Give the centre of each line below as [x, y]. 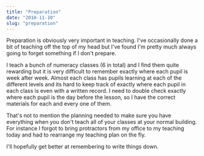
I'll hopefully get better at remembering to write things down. [83, 147]
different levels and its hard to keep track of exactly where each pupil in [96, 84]
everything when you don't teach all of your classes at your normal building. [102, 122]
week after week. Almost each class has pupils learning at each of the [94, 78]
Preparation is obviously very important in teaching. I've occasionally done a [102, 41]
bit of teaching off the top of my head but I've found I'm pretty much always [101, 47]
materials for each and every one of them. [59, 104]
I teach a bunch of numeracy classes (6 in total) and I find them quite [93, 65]
